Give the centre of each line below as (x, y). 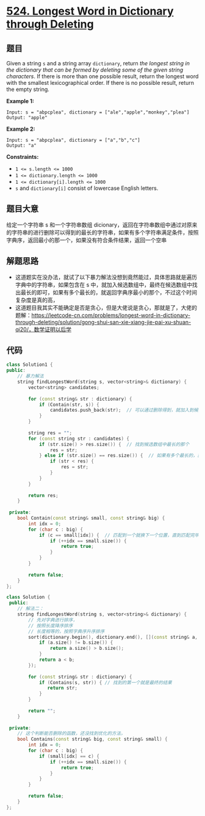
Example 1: (20, 101)
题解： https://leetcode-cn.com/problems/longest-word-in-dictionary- (103, 315)
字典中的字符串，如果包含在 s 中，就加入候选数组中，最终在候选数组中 (104, 285)
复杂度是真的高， (37, 300)
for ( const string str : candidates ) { (79, 439)
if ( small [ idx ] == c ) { (69, 756)
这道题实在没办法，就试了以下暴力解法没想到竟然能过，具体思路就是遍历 (106, 277)
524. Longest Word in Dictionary (90, 11)
